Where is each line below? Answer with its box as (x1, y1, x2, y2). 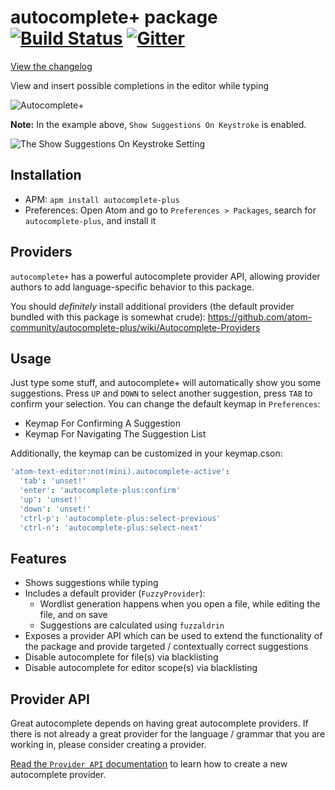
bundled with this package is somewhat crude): (10, 311, 206, 323)
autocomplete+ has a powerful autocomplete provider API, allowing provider (10, 270, 321, 282)
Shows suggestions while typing (24, 577, 159, 589)
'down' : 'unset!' (19, 504, 92, 514)
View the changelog (10, 60, 93, 72)
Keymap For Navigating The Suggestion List (24, 428, 207, 440)
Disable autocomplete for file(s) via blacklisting (24, 651, 219, 663)
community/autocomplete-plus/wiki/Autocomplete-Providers (10, 321, 261, 333)
